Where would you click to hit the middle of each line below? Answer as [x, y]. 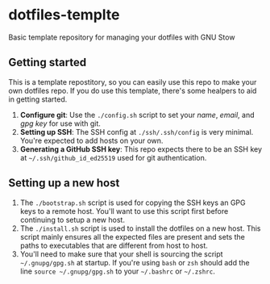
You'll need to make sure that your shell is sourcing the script [121, 254]
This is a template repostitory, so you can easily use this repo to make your [133, 81]
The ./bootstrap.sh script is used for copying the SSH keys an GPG [133, 203]
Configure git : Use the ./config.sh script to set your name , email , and [137, 115]
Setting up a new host [64, 183]
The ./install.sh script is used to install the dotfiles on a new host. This [140, 228]
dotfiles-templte [64, 15]
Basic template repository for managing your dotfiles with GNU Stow [122, 37]
